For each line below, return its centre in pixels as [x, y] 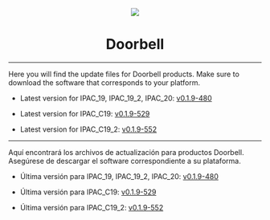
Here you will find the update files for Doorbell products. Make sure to [124, 74]
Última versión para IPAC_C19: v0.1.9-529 [88, 192]
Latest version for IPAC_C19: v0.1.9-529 [85, 113]
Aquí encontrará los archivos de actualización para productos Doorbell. [126, 152]
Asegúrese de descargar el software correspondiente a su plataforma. [125, 161]
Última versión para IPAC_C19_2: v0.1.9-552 [92, 207]
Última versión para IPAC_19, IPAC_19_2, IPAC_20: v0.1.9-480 [119, 176]
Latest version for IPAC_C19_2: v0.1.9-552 [88, 129]
